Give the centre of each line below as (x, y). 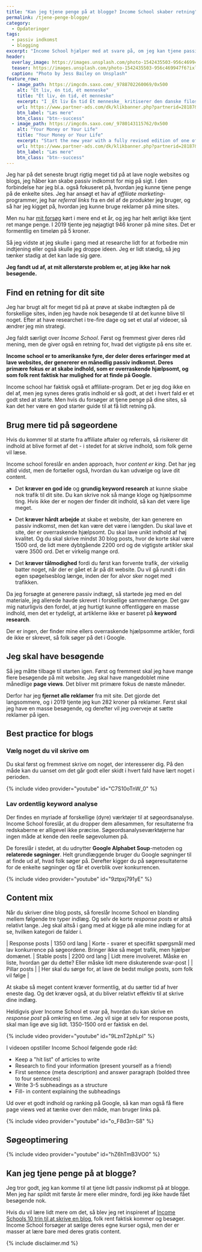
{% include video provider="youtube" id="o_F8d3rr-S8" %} (80, 1121)
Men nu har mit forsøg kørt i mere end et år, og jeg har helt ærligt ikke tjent (99, 218)
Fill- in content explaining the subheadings (68, 1091)
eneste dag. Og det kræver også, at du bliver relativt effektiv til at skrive (95, 993)
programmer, (22, 200)
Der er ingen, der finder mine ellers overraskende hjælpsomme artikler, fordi (100, 631)
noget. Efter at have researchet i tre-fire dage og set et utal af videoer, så (97, 320)
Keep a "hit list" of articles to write (57, 1059)
